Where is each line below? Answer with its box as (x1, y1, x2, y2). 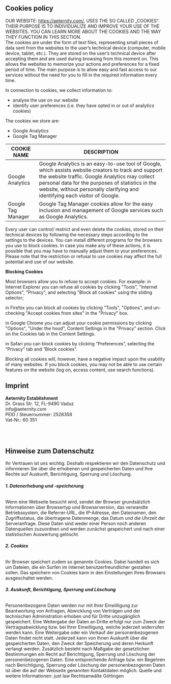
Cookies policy (5, 4, 53, 13)
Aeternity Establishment (5, 395, 58, 401)
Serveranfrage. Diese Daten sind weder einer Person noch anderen (5, 520, 147, 526)
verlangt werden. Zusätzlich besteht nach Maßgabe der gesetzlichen (5, 646, 150, 652)
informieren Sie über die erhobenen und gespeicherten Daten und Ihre (5, 466, 153, 472)
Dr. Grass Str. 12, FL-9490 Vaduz (5, 400, 74, 407)
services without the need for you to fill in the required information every (5, 71, 158, 78)
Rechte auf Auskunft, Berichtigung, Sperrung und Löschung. (5, 471, 132, 477)
